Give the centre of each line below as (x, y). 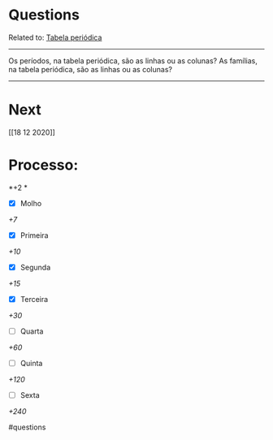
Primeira (34, 235)
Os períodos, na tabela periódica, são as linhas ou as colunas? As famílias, (133, 60)
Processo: (43, 165)
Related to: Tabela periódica (55, 37)
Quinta (31, 364)
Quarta (32, 331)
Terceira (34, 299)
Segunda (35, 267)
